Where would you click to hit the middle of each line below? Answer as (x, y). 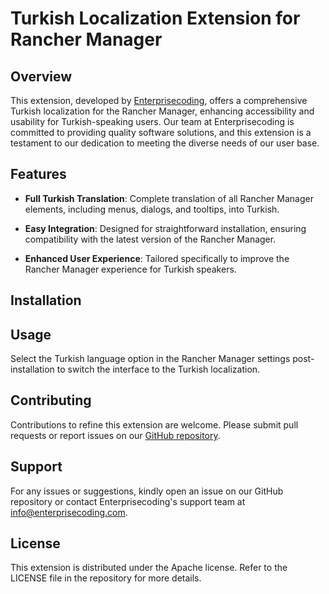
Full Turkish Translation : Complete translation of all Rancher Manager (169, 198)
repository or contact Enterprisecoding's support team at (128, 501)
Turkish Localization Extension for (155, 18)
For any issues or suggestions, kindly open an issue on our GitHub (147, 491)
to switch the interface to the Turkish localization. (158, 369)
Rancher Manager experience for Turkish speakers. (130, 269)
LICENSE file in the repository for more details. (106, 578)
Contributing (51, 400)
